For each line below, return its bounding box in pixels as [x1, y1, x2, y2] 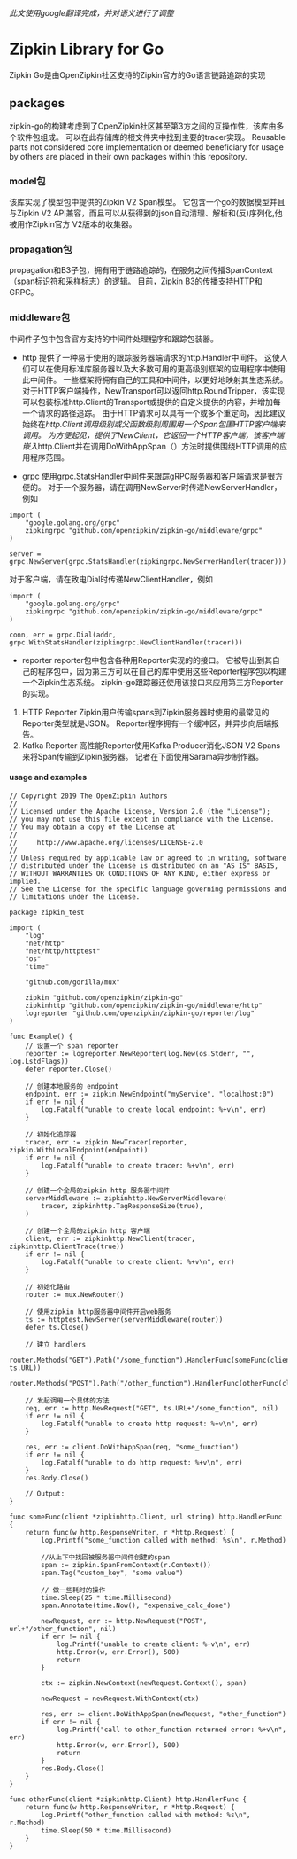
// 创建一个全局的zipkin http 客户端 [25, 1226, 150, 1235]
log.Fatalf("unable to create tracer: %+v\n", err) [41, 1160, 236, 1170]
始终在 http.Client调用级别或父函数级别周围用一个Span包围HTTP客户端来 [21, 418, 286, 429]
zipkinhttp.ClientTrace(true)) [9, 1242, 125, 1251]
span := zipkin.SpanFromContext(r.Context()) [41, 1560, 212, 1569]
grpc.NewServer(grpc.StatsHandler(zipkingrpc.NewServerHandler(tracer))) [9, 557, 287, 566]
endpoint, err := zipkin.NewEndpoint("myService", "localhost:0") [25, 1090, 275, 1098]
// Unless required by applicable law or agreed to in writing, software [9, 854, 287, 863]
